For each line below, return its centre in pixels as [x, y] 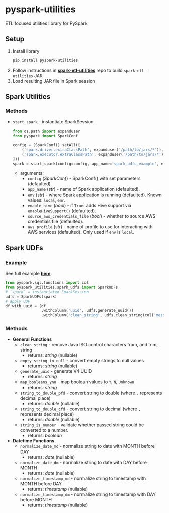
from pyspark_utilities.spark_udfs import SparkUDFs [62, 287]
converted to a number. [44, 430]
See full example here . [28, 274]
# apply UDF [18, 301]
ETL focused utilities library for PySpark [46, 23]
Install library [26, 51]
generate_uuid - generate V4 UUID [56, 371]
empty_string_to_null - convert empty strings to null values [82, 361]
